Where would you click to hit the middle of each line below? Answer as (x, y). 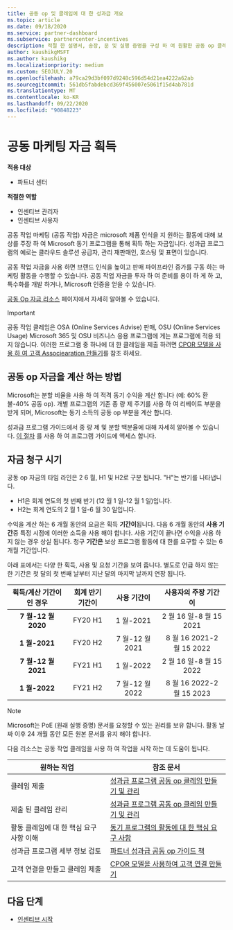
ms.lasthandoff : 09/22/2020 (48, 104)
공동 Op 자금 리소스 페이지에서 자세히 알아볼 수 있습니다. (84, 299)
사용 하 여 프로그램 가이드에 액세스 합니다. (100, 436)
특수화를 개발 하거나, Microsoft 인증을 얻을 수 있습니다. (81, 284)
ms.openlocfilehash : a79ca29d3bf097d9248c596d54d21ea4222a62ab (101, 78)
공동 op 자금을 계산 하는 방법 (64, 377)
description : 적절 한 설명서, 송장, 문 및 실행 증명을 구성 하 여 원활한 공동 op (111, 46)
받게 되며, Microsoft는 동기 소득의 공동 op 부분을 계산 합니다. (90, 412)
